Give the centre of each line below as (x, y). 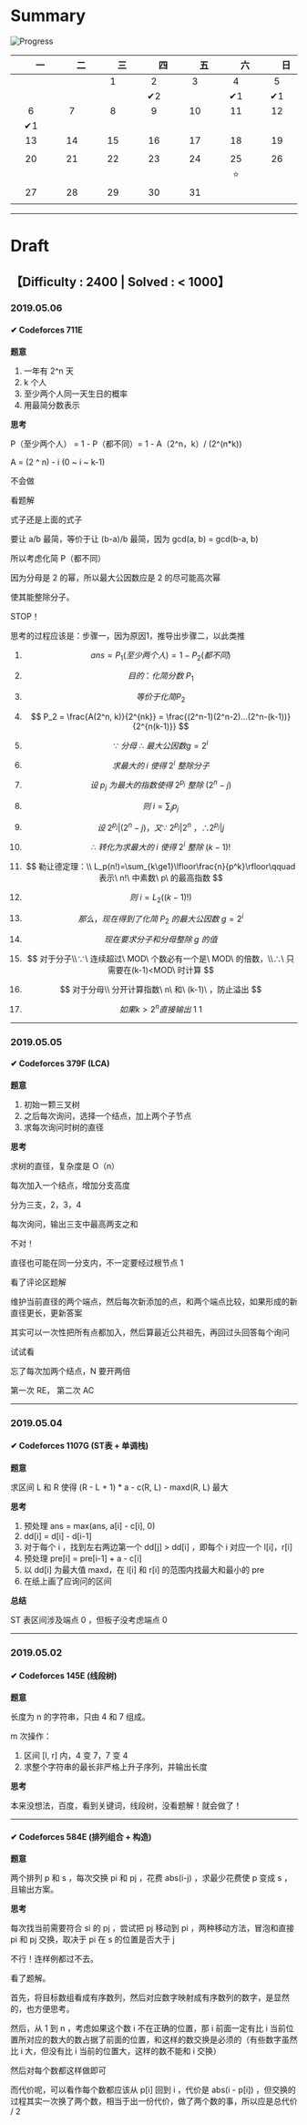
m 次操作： (31, 1736)
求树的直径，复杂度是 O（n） (65, 1165)
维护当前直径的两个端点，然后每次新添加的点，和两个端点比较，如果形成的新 (154, 1301)
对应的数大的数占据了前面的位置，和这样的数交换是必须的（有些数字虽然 (162, 2040)
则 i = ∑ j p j (161, 807)
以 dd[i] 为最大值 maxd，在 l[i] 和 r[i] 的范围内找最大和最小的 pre (144, 1570)
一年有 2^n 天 (49, 371)
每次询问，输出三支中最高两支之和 (74, 1224)
